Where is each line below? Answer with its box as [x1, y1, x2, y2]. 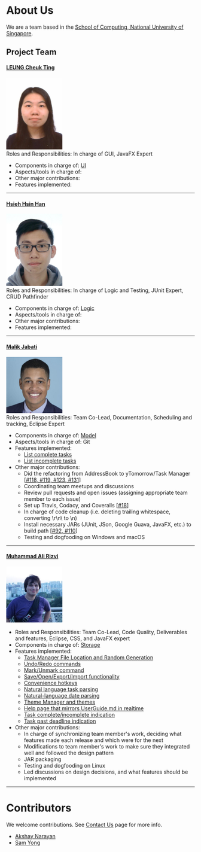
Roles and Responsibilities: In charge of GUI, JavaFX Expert [6, 150, 153, 157]
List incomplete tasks [23, 457, 77, 464]
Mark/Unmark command [23, 667, 84, 674]
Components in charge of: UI [14, 162, 87, 169]
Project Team [6, 47, 57, 57]
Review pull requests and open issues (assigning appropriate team [23, 489, 188, 496]
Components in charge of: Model [14, 431, 97, 439]
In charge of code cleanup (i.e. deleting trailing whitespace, [23, 508, 170, 515]
